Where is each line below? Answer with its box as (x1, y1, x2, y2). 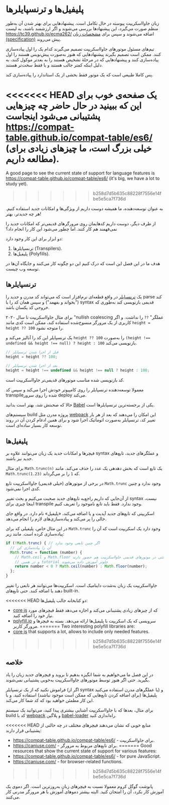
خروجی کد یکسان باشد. (6, 304, 50, 310)
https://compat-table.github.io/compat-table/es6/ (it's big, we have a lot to (6, 175, 160, 181)
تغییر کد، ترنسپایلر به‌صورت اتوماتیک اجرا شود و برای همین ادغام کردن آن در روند (6, 417, 156, 423)
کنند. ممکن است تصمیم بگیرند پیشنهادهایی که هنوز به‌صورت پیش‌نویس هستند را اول (6, 51, 161, 57)
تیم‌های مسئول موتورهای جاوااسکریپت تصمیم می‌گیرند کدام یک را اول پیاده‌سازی (6, 46, 154, 52)
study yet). (6, 180, 28, 186)
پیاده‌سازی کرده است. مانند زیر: (6, 531, 65, 537)
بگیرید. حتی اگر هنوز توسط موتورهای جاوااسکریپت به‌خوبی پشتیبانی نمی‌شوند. (6, 677, 150, 683)
